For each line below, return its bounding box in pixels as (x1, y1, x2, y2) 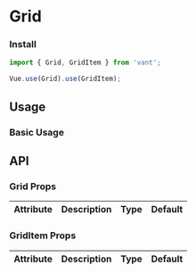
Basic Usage (9, 126, 65, 138)
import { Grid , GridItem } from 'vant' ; (9, 58, 162, 68)
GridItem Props (9, 229, 77, 242)
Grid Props (9, 180, 57, 193)
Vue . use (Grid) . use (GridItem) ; (9, 74, 122, 84)
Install (9, 38, 37, 51)
